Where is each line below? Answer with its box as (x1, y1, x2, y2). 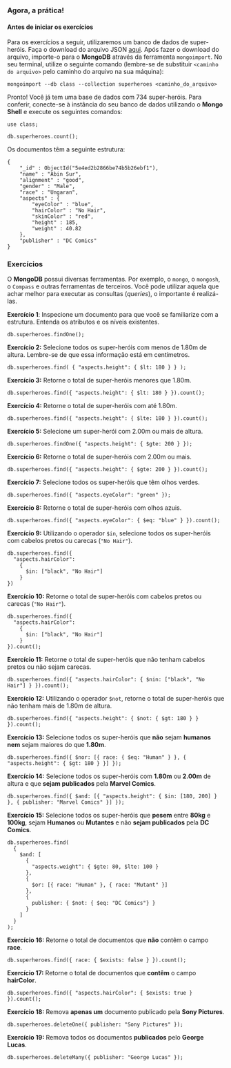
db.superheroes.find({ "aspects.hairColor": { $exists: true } (7, 990, 193, 997)
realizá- (197, 290, 219, 298)
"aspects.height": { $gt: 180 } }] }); (7, 760, 122, 767)
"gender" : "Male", (19, 183, 76, 190)
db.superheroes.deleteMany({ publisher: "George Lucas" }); (7, 1054, 184, 1061)
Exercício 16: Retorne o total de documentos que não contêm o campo (7, 936, 209, 944)
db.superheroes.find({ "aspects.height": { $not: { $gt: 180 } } (7, 715, 199, 722)
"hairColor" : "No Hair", (32, 207, 107, 214)
